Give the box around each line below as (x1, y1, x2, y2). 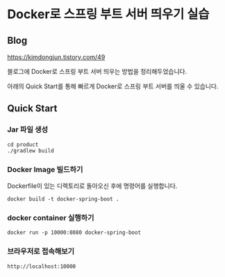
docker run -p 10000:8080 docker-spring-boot (7, 229, 141, 237)
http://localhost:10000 (7, 262, 76, 270)
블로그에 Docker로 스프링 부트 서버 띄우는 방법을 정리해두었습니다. (7, 68, 187, 75)
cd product (7, 141, 39, 148)
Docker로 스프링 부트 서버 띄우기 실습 (7, 6, 210, 22)
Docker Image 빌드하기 (7, 164, 83, 174)
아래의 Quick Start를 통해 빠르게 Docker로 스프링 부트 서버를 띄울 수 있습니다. (7, 82, 219, 90)
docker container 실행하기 (7, 213, 94, 223)
